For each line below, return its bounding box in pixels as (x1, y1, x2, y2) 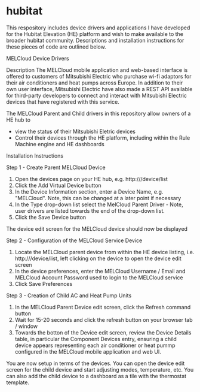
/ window (14, 322, 38, 330)
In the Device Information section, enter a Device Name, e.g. (14, 188, 164, 195)
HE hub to (6, 116, 31, 123)
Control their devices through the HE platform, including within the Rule (14, 134, 190, 141)
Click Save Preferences (14, 280, 73, 287)
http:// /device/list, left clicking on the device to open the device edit (14, 255, 182, 262)
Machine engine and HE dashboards (14, 140, 104, 147)
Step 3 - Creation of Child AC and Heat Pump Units (6, 292, 132, 299)
